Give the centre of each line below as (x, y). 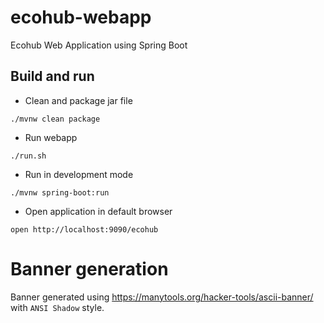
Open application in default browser (98, 211)
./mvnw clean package (55, 119)
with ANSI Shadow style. (57, 307)
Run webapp (51, 137)
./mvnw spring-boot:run (60, 192)
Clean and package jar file (78, 100)
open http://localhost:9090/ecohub (84, 229)
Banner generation (89, 268)
